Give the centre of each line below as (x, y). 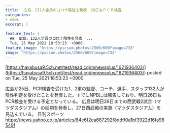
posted (154, 72)
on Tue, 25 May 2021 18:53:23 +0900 (44, 78)
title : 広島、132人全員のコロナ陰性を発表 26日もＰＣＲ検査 (63, 10)
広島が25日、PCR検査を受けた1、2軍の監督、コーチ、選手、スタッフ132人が (85, 88)
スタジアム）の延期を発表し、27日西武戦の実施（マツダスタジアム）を (88, 108)
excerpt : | (17, 24)
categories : (18, 15)
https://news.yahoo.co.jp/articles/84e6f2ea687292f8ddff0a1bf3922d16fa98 (85, 120)
